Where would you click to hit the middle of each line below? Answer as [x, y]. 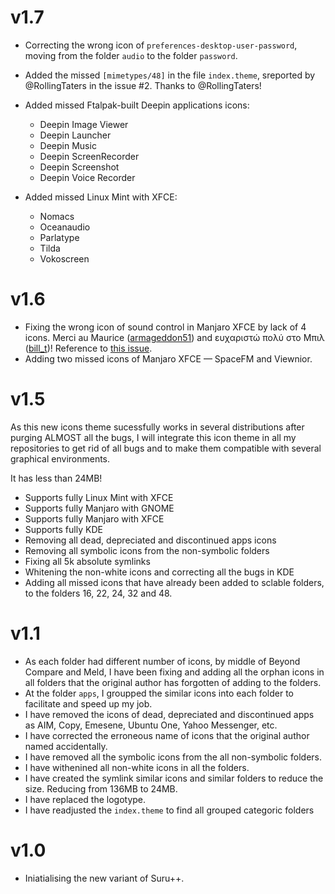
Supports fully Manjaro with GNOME [99, 508]
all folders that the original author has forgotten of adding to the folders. [173, 682]
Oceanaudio [65, 227]
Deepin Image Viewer [84, 124]
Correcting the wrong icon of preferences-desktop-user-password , [161, 45]
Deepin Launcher [75, 135]
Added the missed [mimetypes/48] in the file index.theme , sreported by [170, 75]
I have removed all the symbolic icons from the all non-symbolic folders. [173, 757]
